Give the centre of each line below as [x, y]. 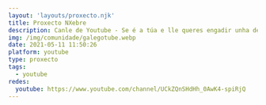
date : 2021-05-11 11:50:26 [53, 45]
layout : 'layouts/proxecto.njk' [61, 15]
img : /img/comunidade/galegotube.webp [72, 37]
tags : [17, 67]
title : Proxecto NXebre [47, 23]
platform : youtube [38, 52]
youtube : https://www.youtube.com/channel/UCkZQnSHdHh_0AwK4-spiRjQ [131, 89]
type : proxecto [33, 60]
